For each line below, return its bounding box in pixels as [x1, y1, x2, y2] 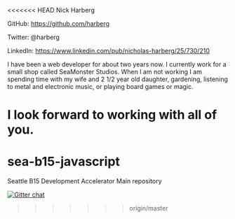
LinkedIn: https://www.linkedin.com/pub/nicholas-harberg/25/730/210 [7, 47, 210, 55]
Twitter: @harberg [7, 33, 60, 41]
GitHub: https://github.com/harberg [7, 20, 110, 27]
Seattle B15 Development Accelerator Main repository [7, 177, 163, 185]
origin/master [129, 204, 168, 213]
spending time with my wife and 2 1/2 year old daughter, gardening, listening [7, 75, 228, 83]
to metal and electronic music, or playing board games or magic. [7, 83, 194, 90]
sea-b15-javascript [7, 154, 121, 170]
